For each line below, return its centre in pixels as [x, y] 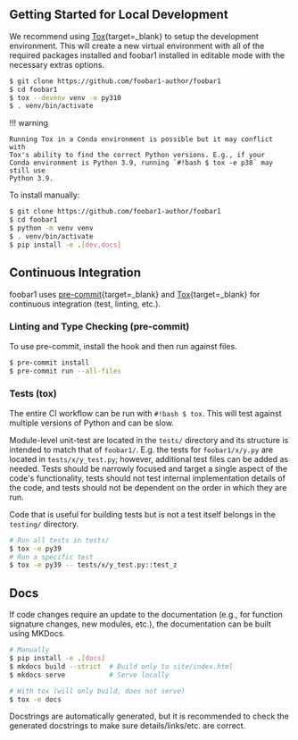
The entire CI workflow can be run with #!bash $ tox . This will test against [145, 413]
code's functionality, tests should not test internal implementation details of [147, 478]
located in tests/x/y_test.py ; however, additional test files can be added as [149, 458]
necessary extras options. [57, 64]
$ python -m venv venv [51, 228]
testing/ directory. [44, 524]
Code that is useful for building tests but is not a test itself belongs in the [143, 514]
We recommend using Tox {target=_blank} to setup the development [134, 36]
